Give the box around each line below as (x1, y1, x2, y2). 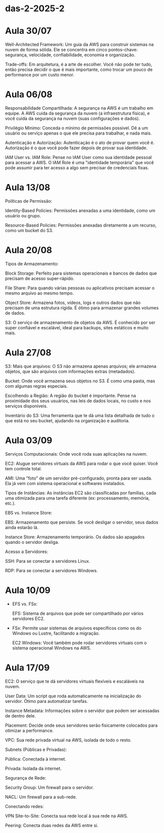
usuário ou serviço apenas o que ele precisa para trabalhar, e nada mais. (5, 130, 152, 136)
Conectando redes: (5, 803, 44, 809)
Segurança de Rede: (5, 775, 47, 781)
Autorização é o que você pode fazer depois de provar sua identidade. (5, 145, 148, 151)
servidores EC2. (12, 615, 45, 622)
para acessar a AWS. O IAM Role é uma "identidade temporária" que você (5, 160, 154, 165)
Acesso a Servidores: (5, 549, 48, 555)
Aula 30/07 (5, 25, 52, 37)
